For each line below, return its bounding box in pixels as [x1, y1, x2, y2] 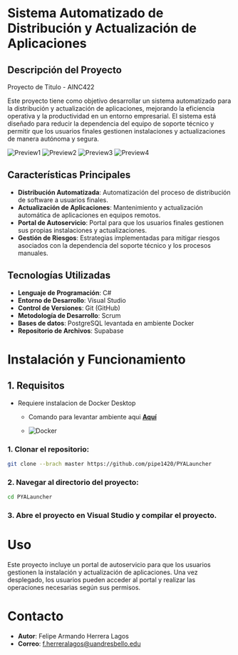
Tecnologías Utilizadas [7, 269, 111, 281]
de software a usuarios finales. [17, 195, 109, 204]
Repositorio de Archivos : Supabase [17, 326, 124, 335]
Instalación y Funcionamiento [7, 351, 186, 367]
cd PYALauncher [7, 494, 53, 501]
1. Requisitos [7, 380, 66, 392]
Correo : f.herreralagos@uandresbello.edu [17, 639, 141, 648]
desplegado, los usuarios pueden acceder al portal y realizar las [7, 575, 196, 584]
